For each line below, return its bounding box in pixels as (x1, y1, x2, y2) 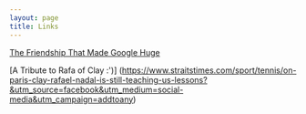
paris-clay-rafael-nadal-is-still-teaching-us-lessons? (9, 74, 208, 85)
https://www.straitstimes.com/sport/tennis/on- (121, 65, 297, 76)
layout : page (9, 13, 59, 23)
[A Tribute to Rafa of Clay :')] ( (9, 65, 123, 76)
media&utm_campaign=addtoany (9, 93, 134, 105)
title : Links (9, 22, 59, 31)
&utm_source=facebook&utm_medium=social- (9, 84, 184, 95)
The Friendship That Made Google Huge (9, 47, 161, 57)
